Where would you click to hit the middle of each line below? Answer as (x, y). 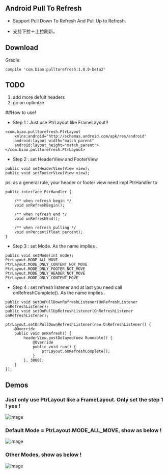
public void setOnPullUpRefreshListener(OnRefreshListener (69, 311)
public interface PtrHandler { (38, 192)
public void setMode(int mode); (39, 256)
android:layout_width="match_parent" (54, 141)
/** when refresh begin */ (43, 201)
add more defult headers (39, 97)
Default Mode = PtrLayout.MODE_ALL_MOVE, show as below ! (83, 431)
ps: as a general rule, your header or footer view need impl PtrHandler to (81, 183)
